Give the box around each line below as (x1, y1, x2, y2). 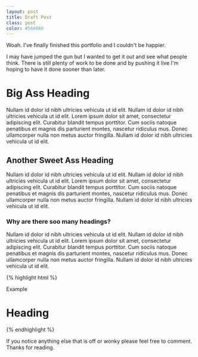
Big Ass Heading (6, 87, 90, 100)
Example (6, 286, 28, 293)
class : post (6, 20, 36, 26)
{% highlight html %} (6, 274, 58, 281)
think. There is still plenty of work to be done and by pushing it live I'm (6, 59, 179, 67)
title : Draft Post (6, 14, 52, 20)
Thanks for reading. (6, 344, 55, 351)
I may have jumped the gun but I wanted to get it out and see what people (6, 53, 187, 60)
